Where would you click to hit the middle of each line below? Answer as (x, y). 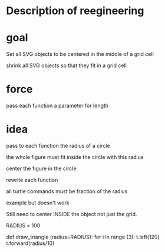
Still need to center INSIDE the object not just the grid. (72, 214)
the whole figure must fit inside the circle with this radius (75, 157)
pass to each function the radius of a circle (58, 146)
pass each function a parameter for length (57, 106)
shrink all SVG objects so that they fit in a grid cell (66, 65)
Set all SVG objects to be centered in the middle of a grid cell (80, 54)
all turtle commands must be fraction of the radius (67, 191)
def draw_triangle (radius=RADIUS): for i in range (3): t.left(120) (83, 237)
